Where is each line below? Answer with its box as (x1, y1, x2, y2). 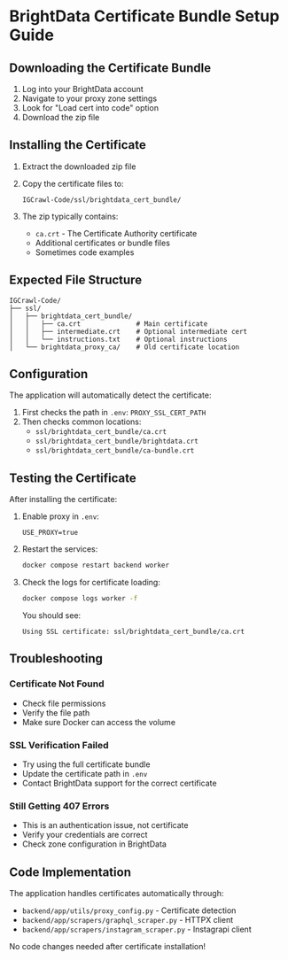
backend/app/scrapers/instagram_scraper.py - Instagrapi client (21, 924, 252, 935)
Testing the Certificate (9, 470, 137, 485)
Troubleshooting (9, 651, 104, 666)
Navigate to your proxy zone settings (21, 93, 158, 104)
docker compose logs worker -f (21, 594, 138, 603)
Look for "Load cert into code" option (21, 103, 160, 112)
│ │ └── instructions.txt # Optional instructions (9, 335, 228, 344)
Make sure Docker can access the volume (21, 716, 175, 727)
